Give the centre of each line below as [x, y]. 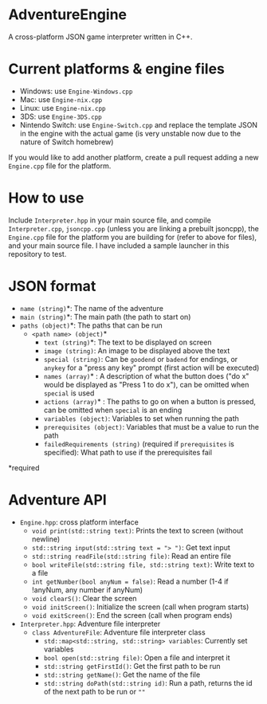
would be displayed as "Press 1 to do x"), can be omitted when [146, 384]
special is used [69, 393]
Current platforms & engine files [116, 69]
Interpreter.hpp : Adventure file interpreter [90, 623]
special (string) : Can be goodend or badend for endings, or [141, 359]
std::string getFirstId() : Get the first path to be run [132, 666]
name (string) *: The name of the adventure [91, 308]
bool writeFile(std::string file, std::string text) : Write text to [143, 564]
